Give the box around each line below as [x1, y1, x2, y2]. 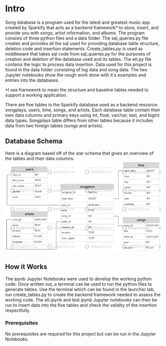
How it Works [5, 263, 47, 271]
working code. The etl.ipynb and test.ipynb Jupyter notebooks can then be [5, 297, 157, 302]
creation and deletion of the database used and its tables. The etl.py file [5, 56, 152, 62]
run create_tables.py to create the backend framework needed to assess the [5, 292, 161, 297]
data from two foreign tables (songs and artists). [5, 122, 104, 129]
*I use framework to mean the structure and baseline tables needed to [5, 87, 149, 93]
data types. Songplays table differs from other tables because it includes [5, 117, 153, 123]
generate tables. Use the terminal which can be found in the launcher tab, [5, 286, 155, 292]
